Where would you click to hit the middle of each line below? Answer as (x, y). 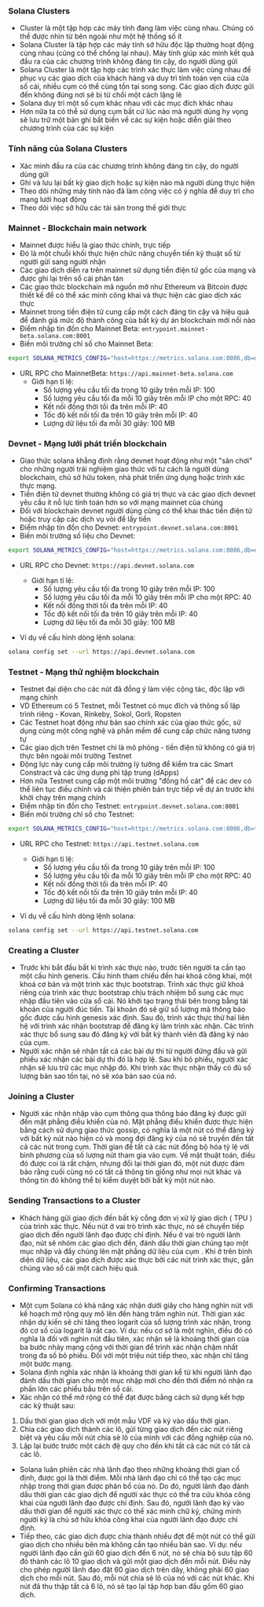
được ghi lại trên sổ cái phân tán (71, 278)
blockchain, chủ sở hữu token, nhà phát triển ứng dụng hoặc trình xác (132, 478)
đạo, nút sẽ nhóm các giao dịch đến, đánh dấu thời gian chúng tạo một (134, 1242)
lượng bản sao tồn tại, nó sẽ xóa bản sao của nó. (98, 1076)
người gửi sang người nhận (62, 262)
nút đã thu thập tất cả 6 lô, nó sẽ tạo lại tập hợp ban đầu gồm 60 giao (131, 1587)
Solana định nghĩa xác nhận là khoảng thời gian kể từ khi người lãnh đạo (136, 1372)
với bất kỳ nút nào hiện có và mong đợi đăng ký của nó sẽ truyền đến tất (136, 1139)
